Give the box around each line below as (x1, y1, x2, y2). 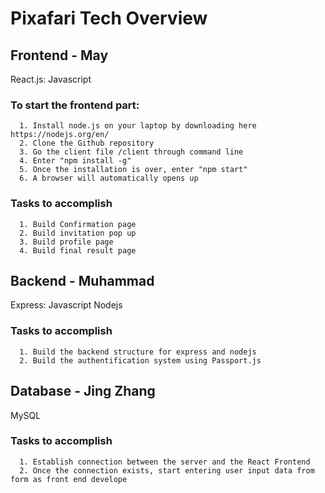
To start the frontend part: (10, 98, 140, 112)
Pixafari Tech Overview (10, 7, 208, 30)
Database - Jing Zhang (10, 383, 156, 400)
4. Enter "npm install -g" (19, 156, 132, 166)
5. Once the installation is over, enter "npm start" (19, 165, 248, 175)
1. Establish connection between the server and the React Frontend (19, 457, 311, 467)
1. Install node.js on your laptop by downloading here (19, 121, 257, 131)
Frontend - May (10, 47, 109, 64)
